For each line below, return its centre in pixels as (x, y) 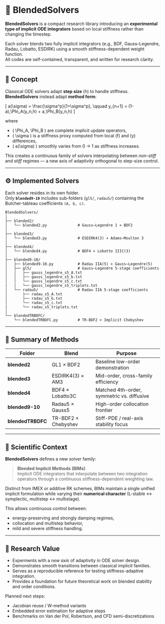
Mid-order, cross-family (124, 376)
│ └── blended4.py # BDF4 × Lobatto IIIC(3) (68, 251)
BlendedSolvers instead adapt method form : (51, 96)
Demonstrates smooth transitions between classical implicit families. (81, 566)
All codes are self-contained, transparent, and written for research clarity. (80, 59)
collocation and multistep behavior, (48, 523)
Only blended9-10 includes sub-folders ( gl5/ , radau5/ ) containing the (74, 198)
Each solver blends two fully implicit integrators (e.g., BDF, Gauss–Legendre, (82, 43)
